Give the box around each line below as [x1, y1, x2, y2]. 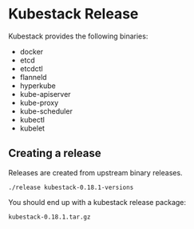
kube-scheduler [19, 106, 73, 116]
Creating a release [8, 147, 101, 160]
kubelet [19, 123, 46, 133]
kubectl [19, 114, 46, 124]
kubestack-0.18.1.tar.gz [8, 213, 91, 221]
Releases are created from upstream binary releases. [8, 167, 183, 177]
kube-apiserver [19, 89, 71, 98]
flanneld [19, 72, 47, 82]
